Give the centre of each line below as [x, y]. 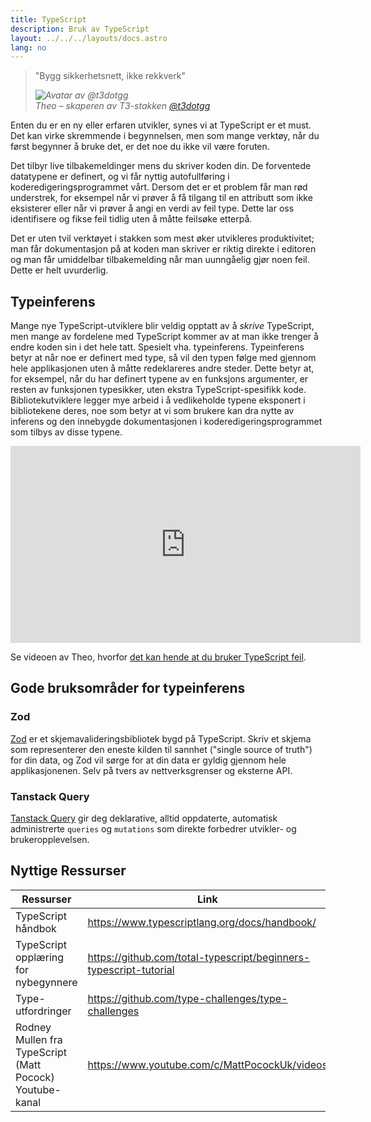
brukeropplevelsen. [50, 840]
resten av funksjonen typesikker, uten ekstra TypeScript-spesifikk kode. [158, 390]
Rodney [33, 1027]
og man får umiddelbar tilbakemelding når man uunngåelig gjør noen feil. [160, 260]
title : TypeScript [48, 19]
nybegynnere [46, 982]
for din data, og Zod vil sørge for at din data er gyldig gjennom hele [148, 760]
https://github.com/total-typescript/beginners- [199, 957]
